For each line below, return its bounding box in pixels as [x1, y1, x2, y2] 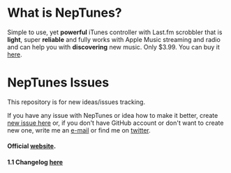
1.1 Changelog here [7, 158, 64, 167]
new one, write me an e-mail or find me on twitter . [7, 126, 151, 134]
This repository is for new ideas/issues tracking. [7, 98, 145, 106]
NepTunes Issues [7, 75, 110, 91]
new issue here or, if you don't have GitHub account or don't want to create [7, 119, 224, 127]
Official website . [7, 142, 57, 151]
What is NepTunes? [7, 5, 122, 21]
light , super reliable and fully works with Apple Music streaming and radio [7, 35, 221, 43]
